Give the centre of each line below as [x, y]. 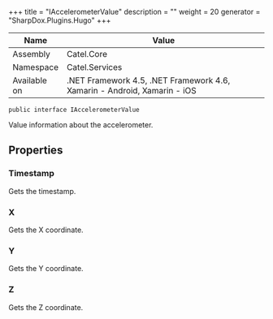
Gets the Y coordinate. [46, 269]
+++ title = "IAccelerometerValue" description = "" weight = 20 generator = [134, 12]
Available [30, 80]
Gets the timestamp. [42, 191]
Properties [36, 151]
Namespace [36, 67]
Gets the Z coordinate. [46, 307]
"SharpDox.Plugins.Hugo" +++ [60, 20]
